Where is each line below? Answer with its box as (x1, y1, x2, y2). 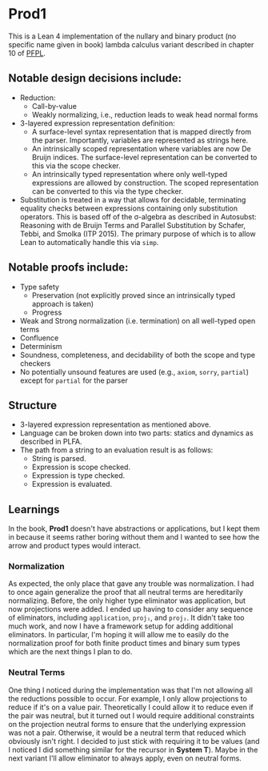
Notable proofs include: (8, 261, 129, 275)
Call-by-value (31, 101, 78, 110)
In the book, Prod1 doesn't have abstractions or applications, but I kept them (8, 524, 260, 533)
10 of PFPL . (8, 48, 46, 58)
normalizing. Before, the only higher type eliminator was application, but (8, 596, 246, 605)
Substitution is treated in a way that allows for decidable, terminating (19, 195, 246, 204)
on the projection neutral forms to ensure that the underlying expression (8, 719, 246, 729)
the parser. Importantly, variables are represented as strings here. (31, 135, 249, 145)
